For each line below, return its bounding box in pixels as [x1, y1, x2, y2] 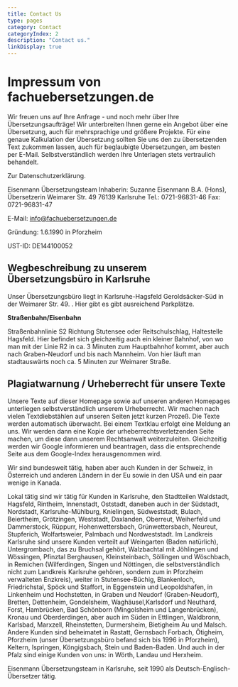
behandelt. [7, 158, 39, 166]
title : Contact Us [7, 10, 62, 18]
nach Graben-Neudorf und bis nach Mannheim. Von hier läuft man [7, 349, 201, 358]
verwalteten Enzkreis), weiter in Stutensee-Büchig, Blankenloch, [7, 575, 195, 583]
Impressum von [7, 74, 102, 90]
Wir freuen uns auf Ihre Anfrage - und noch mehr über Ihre [7, 112, 180, 121]
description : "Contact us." [7, 37, 91, 44]
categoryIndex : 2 [7, 30, 59, 38]
